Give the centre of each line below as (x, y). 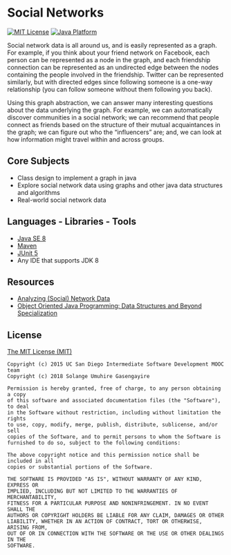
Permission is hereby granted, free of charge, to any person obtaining (114, 388)
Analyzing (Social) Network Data (64, 299)
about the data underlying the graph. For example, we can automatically (110, 110)
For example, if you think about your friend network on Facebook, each (108, 53)
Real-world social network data (62, 200)
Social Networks (56, 13)
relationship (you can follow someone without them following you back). (110, 89)
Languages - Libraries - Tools (72, 222)
